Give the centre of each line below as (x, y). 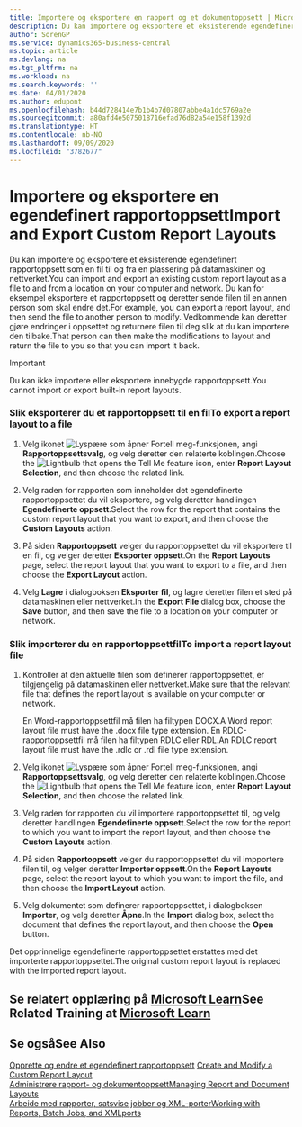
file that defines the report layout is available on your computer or (143, 694)
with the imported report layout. (68, 971)
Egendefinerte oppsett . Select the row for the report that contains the (151, 509)
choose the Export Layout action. (84, 574)
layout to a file (41, 424)
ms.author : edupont (46, 101)
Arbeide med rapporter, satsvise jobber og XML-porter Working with (135, 1104)
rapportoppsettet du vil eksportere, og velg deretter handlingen (140, 500)
